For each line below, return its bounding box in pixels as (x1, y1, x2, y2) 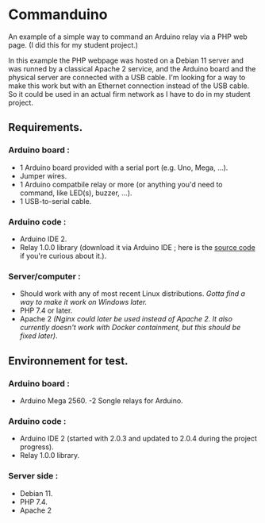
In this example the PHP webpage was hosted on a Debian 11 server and (8, 56, 244, 65)
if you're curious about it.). (19, 251, 107, 260)
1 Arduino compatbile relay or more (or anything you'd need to (19, 179, 223, 189)
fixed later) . (19, 331, 58, 340)
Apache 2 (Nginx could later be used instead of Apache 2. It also (19, 314, 232, 324)
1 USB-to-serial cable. (19, 196, 92, 206)
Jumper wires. (19, 171, 67, 180)
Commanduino (8, 6, 108, 24)
